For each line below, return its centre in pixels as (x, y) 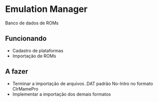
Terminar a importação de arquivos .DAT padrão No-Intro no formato (82, 84)
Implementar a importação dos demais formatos (61, 94)
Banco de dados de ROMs (32, 23)
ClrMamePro (25, 89)
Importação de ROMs (34, 56)
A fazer (17, 71)
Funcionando (26, 39)
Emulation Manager (46, 9)
